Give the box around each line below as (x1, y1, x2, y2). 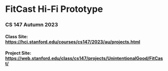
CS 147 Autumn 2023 (5, 21, 58, 28)
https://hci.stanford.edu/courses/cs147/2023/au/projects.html (5, 39, 140, 45)
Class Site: (5, 33, 29, 39)
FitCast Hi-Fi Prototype (5, 3, 103, 15)
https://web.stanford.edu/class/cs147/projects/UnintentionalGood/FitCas (5, 56, 163, 62)
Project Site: (5, 50, 32, 56)
